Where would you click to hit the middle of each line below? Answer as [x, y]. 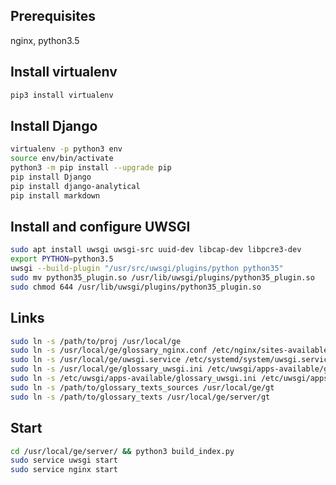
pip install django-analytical [75, 186]
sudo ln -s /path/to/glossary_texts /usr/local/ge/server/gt [140, 397]
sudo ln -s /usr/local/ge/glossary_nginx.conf [109, 350]
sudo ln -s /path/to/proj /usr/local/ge [96, 341]
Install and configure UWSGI [100, 226]
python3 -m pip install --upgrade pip [91, 168]
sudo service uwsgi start [64, 460]
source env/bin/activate [62, 159]
